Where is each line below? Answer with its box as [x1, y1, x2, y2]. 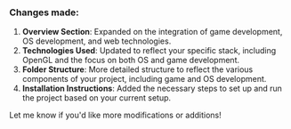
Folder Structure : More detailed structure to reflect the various [21, 64, 254, 75]
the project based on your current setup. [21, 93, 172, 103]
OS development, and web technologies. [21, 36, 172, 46]
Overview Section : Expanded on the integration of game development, [21, 27, 283, 37]
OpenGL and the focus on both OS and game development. [21, 55, 240, 66]
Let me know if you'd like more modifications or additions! [9, 109, 222, 121]
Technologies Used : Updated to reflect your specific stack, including [21, 45, 277, 56]
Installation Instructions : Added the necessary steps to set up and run [21, 83, 283, 94]
